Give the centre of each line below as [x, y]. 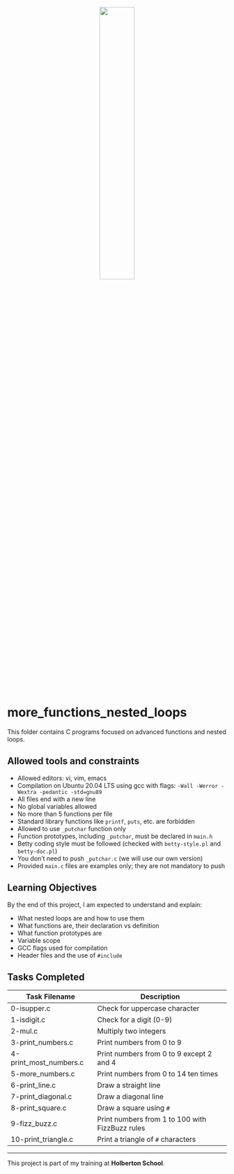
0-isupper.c [31, 1008]
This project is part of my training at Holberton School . [86, 1164]
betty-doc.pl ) [37, 851]
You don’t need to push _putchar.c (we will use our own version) [110, 858]
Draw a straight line [129, 1085]
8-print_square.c [39, 1108]
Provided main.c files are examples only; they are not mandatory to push [121, 865]
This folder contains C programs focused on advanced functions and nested [117, 732]
